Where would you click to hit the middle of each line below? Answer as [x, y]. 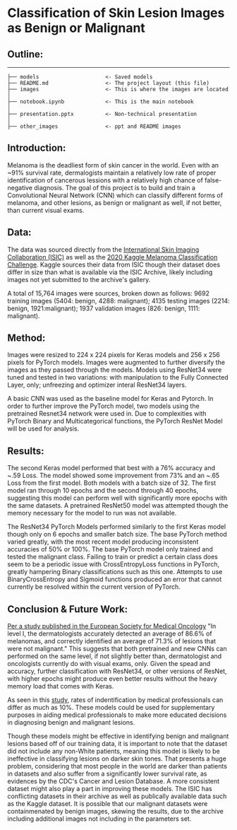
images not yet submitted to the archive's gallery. [79, 279]
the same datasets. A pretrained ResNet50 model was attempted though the [118, 505]
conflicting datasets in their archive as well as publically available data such [117, 796]
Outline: [25, 54]
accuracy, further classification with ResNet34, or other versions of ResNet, [117, 671]
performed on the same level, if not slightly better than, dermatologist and [115, 656]
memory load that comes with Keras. [61, 686]
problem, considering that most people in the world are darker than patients [117, 766]
